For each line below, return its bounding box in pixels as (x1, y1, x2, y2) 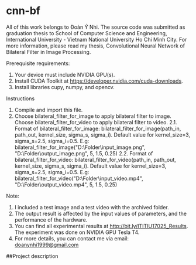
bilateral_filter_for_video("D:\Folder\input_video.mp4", (14, 175, 143, 182)
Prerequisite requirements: (6, 60, 70, 67)
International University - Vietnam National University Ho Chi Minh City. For (6, 36, 187, 43)
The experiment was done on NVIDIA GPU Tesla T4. (14, 229, 140, 236)
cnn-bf (6, 4, 41, 18)
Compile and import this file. (14, 106, 83, 113)
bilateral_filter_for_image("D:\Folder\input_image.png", (14, 144, 146, 151)
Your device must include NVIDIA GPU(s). (14, 71, 115, 78)
